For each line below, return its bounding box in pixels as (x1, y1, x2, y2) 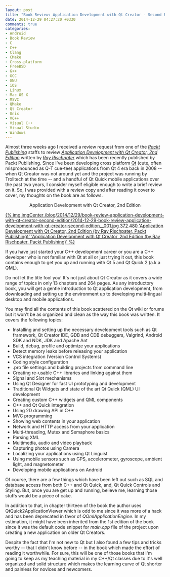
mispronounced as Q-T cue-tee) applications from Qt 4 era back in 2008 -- (5, 165, 162, 171)
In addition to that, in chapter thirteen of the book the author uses (5, 502, 142, 509)
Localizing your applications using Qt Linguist (12, 451, 108, 457)
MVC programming (12, 413, 53, 419)
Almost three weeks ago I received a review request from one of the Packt (5, 144, 160, 150)
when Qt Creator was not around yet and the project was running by (5, 171, 148, 177)
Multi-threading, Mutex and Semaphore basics (12, 429, 110, 435)
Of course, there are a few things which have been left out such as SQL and (5, 477, 163, 483)
